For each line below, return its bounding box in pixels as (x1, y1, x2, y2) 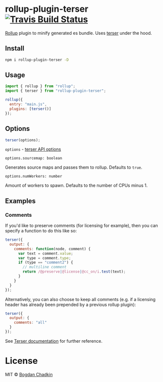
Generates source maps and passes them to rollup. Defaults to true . (5, 164, 143, 170)
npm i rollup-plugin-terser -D (5, 57, 69, 62)
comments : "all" (14, 320, 47, 325)
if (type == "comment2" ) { (18, 260, 73, 265)
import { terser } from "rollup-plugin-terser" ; (5, 88, 106, 94)
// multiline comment (23, 265, 67, 270)
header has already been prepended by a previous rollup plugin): (5, 302, 136, 307)
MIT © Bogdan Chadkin (5, 371, 53, 377)
